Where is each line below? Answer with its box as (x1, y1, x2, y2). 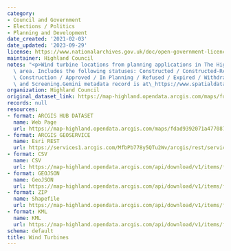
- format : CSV (7, 151, 48, 158)
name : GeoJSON (13, 176, 54, 183)
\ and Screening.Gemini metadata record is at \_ (13, 80, 155, 87)
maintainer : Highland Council (7, 55, 94, 62)
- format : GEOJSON (7, 170, 60, 177)
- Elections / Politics (7, 23, 76, 30)
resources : (7, 106, 38, 113)
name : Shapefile (13, 195, 60, 203)
